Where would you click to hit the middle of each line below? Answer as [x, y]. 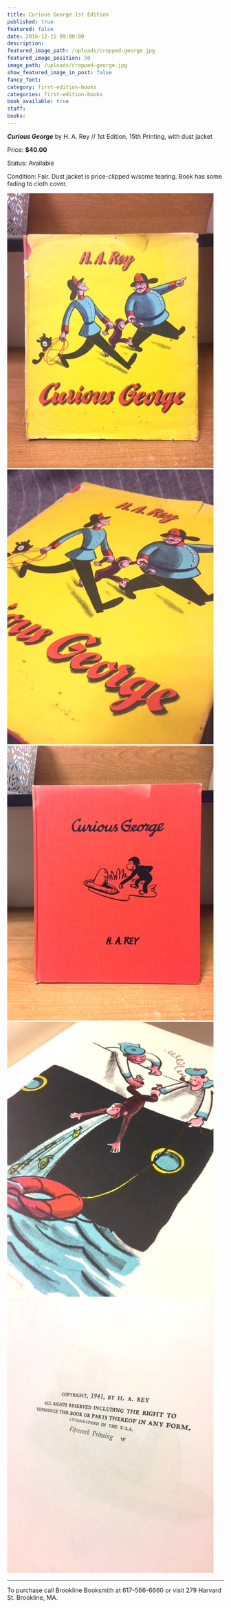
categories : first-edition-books [55, 94]
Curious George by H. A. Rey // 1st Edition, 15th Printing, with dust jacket [110, 136]
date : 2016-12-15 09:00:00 [46, 36]
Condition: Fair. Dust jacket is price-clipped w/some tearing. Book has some [115, 176]
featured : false [30, 29]
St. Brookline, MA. [33, 1597]
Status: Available [31, 163]
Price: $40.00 [27, 149]
